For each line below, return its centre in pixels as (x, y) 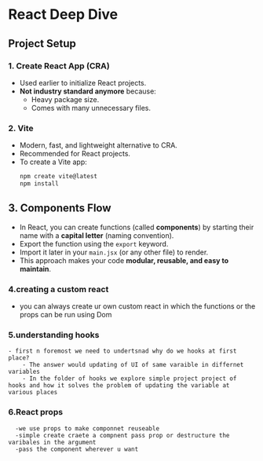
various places (33, 393)
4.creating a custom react (58, 289)
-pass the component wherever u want (77, 449)
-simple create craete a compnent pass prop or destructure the (122, 435)
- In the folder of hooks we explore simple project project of (130, 379)
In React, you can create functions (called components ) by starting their (137, 227)
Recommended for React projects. (75, 154)
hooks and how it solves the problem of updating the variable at (119, 386)
